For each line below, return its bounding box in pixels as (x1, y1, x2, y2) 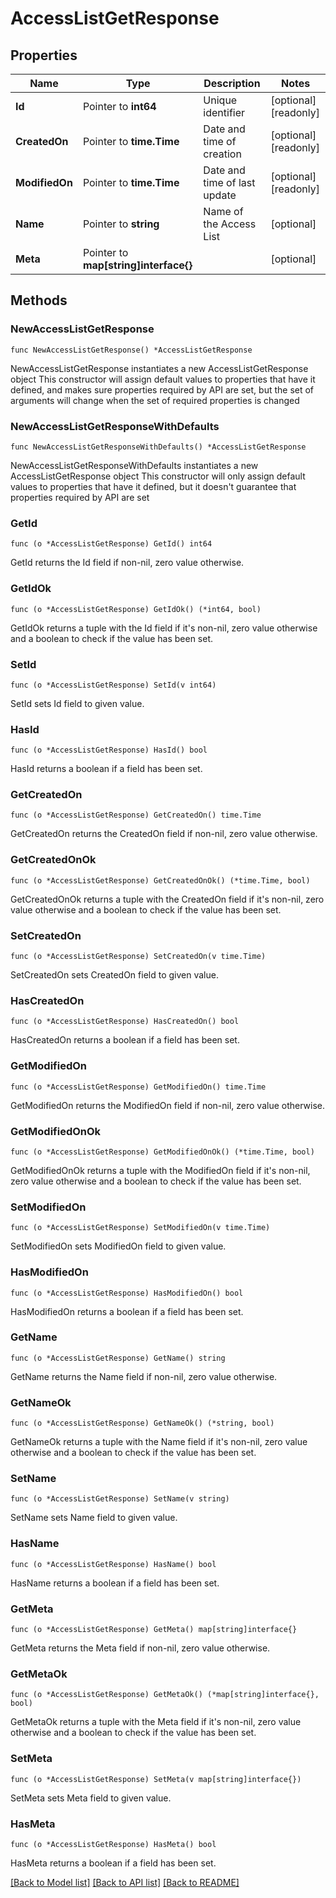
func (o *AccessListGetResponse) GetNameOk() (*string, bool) (10, 1418, 275, 1429)
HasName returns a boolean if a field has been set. (10, 1577, 220, 1589)
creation (203, 147, 242, 161)
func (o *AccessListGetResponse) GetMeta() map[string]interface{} (10, 1625, 298, 1635)
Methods (10, 292, 68, 309)
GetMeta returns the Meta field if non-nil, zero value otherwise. (10, 1642, 271, 1654)
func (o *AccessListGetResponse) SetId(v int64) (10, 680, 217, 690)
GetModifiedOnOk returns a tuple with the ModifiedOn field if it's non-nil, (10, 1164, 311, 1176)
